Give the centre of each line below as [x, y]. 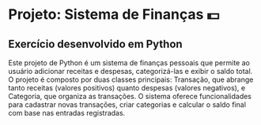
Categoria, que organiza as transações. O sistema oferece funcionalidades [130, 96]
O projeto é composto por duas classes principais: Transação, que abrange [131, 79]
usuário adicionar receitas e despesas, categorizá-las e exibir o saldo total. [130, 71]
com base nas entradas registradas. [67, 113]
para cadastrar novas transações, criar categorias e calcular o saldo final [127, 105]
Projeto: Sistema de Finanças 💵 [114, 15]
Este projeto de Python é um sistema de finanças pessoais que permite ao [129, 63]
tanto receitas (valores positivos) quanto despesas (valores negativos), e [127, 88]
